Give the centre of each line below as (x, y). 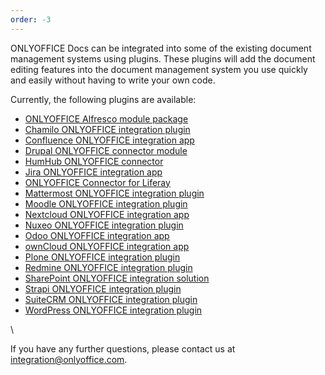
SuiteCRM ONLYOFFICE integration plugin (111, 299)
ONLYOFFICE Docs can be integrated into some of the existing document (161, 48)
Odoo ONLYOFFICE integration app (97, 235)
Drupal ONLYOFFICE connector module (106, 150)
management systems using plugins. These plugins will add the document (163, 58)
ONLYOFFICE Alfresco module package (106, 118)
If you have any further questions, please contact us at (123, 348)
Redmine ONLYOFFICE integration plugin (108, 267)
